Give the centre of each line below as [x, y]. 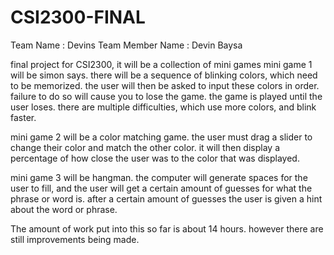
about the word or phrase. [64, 209]
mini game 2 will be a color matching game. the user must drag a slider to [161, 137]
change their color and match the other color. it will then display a [145, 147]
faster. [23, 117]
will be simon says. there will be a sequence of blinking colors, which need [164, 75]
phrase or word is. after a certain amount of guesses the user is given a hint [166, 198]
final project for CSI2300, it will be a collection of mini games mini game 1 [161, 64]
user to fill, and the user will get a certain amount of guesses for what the [161, 188]
